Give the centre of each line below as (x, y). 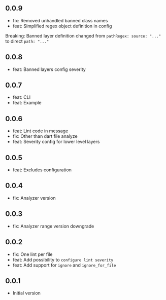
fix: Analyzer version (34, 198)
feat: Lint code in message (40, 131)
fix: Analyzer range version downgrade (53, 226)
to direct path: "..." (27, 41)
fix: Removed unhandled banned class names (60, 20)
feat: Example (27, 103)
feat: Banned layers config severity (49, 69)
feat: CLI (22, 97)
